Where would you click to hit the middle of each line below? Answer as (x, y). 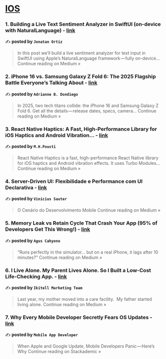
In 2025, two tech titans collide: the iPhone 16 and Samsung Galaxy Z (88, 106)
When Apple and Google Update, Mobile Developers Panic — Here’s (86, 346)
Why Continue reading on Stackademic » (59, 352)
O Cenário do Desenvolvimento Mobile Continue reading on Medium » (89, 210)
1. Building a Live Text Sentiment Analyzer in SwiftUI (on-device (83, 24)
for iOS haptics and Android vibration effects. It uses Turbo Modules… (88, 163)
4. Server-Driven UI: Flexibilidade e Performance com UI (74, 181)
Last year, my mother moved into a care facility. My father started (84, 299)
